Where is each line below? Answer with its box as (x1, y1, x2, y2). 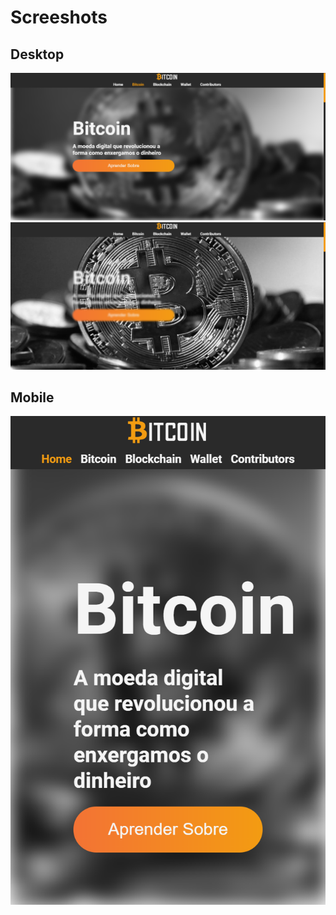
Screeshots (10, 6, 108, 29)
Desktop (10, 46, 65, 63)
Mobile (10, 389, 55, 406)
